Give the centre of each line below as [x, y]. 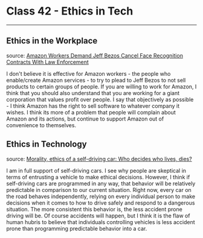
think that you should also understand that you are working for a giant [93, 93]
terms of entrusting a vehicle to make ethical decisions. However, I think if [98, 177]
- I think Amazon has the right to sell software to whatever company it [93, 106]
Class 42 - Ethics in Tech [70, 11]
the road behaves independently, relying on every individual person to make [101, 196]
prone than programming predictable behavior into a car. [77, 228]
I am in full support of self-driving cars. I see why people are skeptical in [96, 170]
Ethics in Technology [47, 144]
